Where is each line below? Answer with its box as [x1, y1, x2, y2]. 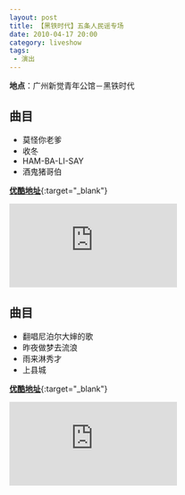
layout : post [9, 13, 58, 22]
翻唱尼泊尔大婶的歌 [21, 331, 94, 341]
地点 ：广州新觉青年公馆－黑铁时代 [9, 80, 135, 90]
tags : [9, 46, 29, 55]
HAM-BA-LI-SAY [21, 155, 84, 166]
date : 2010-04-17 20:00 [9, 29, 98, 38]
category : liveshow [9, 38, 82, 47]
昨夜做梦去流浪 [21, 341, 78, 353]
